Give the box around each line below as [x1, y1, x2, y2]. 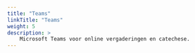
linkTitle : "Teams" [7, 17, 64, 23]
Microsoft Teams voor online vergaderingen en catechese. [19, 36, 190, 43]
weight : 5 [7, 23, 36, 30]
